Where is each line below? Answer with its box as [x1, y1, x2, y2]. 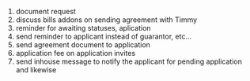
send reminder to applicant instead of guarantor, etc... [15, 31, 192, 41]
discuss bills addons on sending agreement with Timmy [15, 15, 198, 24]
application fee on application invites [15, 49, 136, 57]
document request [15, 7, 77, 16]
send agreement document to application [15, 40, 150, 50]
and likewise [15, 65, 57, 74]
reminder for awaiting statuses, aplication [15, 24, 152, 32]
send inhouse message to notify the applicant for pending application [15, 57, 243, 66]
